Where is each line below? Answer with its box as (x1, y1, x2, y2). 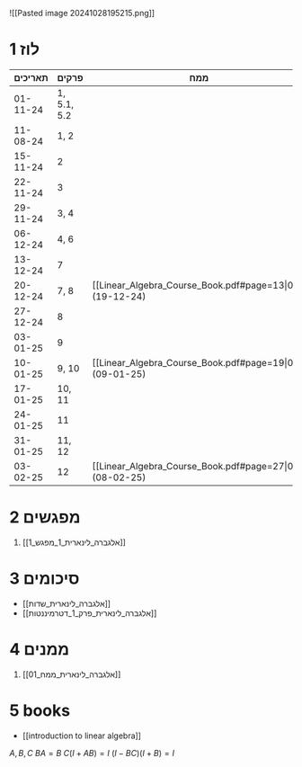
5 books (9, 700, 70, 720)
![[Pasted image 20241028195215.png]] (9, 8, 155, 18)
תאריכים (13, 71, 49, 84)
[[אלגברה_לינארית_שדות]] (22, 598, 111, 609)
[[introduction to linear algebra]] (22, 730, 142, 741)
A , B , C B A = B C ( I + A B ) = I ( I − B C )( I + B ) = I (9, 747, 175, 758)
